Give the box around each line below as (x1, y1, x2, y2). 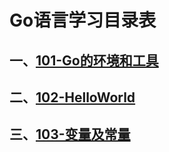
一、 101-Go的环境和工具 (9, 52, 159, 69)
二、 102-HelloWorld (9, 89, 136, 106)
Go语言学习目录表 (9, 9, 157, 32)
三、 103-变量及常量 (9, 126, 131, 143)
